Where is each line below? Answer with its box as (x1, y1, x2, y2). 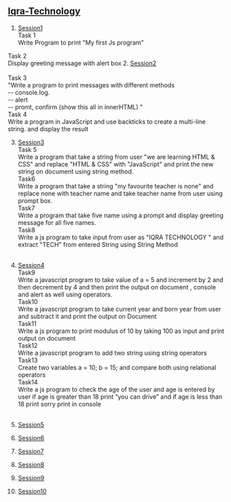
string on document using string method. (17, 167, 134, 175)
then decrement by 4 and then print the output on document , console (17, 283, 216, 291)
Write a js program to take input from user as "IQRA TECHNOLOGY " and (17, 233, 224, 241)
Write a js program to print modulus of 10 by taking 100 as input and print (17, 327, 225, 335)
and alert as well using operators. (17, 290, 113, 298)
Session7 (17, 447, 44, 455)
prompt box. (17, 196, 53, 205)
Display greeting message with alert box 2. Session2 (8, 58, 157, 67)
